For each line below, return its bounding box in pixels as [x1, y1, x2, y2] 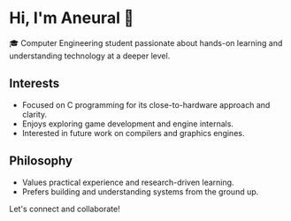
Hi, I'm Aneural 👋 [9, 8, 134, 28]
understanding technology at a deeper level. [9, 50, 171, 61]
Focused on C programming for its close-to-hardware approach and [21, 99, 271, 110]
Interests [9, 76, 60, 91]
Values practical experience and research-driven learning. [21, 177, 234, 187]
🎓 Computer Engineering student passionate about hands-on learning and [9, 37, 283, 48]
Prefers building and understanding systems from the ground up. [21, 186, 259, 197]
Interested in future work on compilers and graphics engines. [21, 127, 245, 138]
